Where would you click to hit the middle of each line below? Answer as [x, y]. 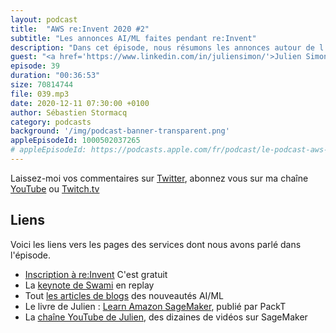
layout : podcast [44, 19]
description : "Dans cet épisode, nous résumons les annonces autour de [162, 47]
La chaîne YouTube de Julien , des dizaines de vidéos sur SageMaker [166, 317]
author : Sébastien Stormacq [69, 112]
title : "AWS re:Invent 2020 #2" [80, 29]
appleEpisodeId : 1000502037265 [75, 141]
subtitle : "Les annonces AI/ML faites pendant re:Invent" [133, 38]
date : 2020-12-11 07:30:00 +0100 [80, 103]
